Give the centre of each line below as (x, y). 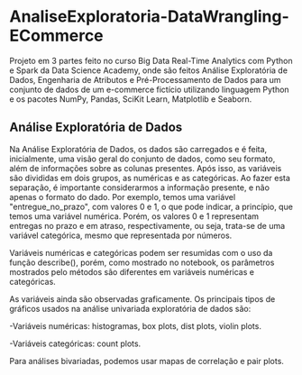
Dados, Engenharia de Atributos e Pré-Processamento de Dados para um (145, 79)
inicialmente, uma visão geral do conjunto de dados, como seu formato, (142, 159)
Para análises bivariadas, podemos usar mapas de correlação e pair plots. (146, 361)
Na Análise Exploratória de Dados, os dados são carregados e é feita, (138, 149)
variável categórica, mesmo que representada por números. (121, 235)
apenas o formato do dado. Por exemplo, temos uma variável (123, 197)
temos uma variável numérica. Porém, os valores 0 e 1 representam (134, 216)
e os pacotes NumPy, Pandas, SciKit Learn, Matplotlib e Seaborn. (131, 99)
